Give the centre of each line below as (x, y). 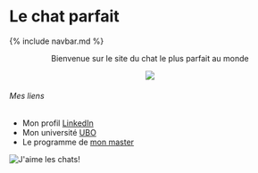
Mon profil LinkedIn (58, 123)
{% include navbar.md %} (57, 41)
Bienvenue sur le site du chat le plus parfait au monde (150, 58)
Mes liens (27, 95)
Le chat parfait (65, 16)
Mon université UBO (59, 133)
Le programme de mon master (78, 142)
